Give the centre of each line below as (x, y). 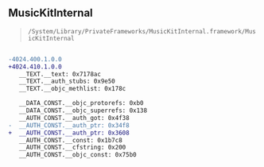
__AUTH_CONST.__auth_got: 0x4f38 (74, 118)
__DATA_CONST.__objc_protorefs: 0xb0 (82, 103)
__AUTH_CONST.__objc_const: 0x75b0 (78, 155)
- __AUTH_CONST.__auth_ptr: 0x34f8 (69, 125)
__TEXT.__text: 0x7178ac (60, 74)
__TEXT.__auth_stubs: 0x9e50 (67, 82)
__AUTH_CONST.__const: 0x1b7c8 (71, 140)
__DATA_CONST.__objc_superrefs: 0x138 (83, 111)
